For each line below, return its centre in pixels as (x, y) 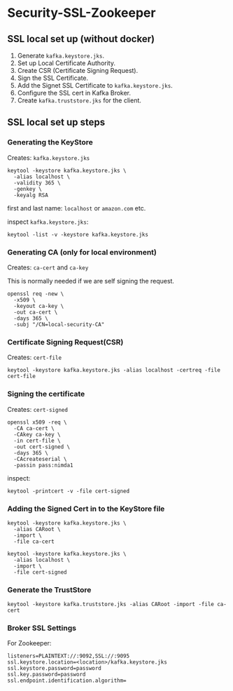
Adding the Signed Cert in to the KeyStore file (86, 509)
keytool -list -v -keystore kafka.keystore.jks (78, 234)
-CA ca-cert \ (34, 428)
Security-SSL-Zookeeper (82, 13)
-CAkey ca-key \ (37, 434)
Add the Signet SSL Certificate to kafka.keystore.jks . (95, 85)
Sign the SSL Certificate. (53, 78)
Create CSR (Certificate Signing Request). (78, 71)
